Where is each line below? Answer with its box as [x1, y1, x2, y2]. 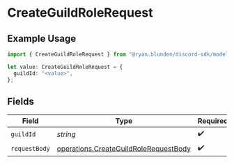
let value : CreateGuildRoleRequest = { [7, 63, 123, 70]
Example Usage [7, 33, 77, 44]
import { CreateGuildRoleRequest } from [7, 51, 127, 58]
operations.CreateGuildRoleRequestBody [56, 144, 192, 154]
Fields [7, 95, 35, 107]
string [56, 129, 77, 139]
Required [197, 116, 228, 126]
